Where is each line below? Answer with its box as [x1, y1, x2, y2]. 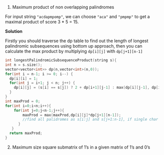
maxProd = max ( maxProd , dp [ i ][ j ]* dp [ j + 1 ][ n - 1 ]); [22, 112, 121, 117]
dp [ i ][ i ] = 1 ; [9, 76, 38, 81]
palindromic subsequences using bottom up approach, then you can [5, 43, 143, 49]
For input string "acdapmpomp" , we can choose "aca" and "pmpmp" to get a [5, 14, 150, 19]
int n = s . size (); [5, 62, 42, 67]
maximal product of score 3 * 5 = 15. [5, 19, 79, 25]
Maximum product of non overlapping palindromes [12, 4, 115, 10]
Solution [5, 28, 23, 34]
